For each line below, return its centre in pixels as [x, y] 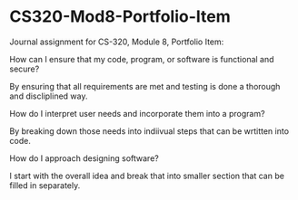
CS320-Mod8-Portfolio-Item [120, 17]
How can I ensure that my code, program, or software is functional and [142, 59]
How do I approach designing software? [84, 158]
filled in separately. [45, 185]
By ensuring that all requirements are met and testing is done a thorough [145, 86]
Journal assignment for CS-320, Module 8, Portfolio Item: [117, 42]
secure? [25, 69]
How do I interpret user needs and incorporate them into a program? [137, 113]
